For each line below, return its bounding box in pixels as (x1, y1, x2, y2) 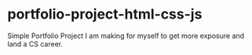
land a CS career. (7, 39, 64, 48)
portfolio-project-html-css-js (7, 5, 203, 23)
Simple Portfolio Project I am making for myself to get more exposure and (7, 31, 245, 40)
